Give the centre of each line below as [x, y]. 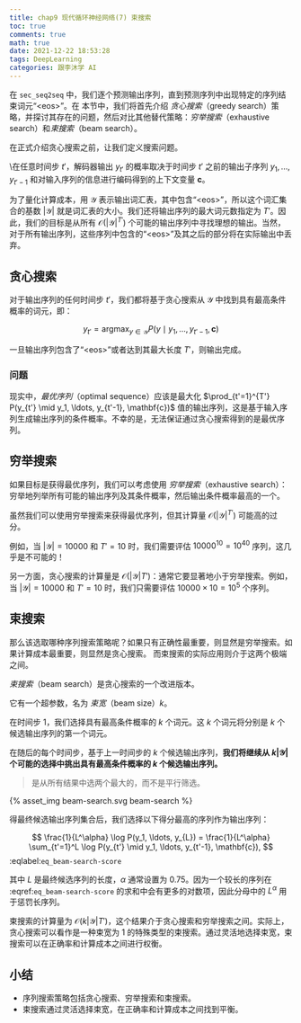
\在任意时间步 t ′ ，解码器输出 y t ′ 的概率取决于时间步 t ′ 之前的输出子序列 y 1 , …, [150, 167]
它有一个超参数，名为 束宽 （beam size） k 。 [91, 703]
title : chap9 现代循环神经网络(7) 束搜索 [80, 18]
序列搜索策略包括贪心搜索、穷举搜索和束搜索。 [109, 998]
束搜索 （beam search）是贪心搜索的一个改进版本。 [104, 683]
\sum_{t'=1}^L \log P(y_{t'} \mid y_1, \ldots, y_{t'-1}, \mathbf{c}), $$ [151, 847]
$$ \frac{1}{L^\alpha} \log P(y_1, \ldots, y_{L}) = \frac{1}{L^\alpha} [151, 837]
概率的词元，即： [41, 310]
